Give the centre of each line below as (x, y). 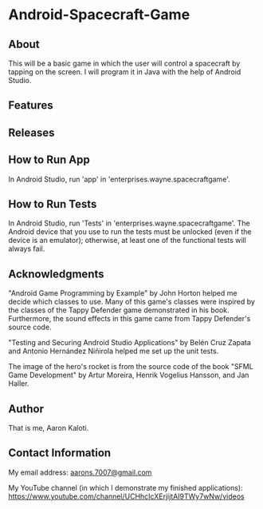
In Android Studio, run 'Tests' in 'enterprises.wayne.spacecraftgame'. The (129, 223)
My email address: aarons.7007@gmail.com (80, 472)
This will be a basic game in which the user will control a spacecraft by (124, 63)
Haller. (19, 384)
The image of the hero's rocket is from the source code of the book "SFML (131, 367)
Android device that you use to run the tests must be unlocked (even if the (130, 232)
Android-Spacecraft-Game (99, 15)
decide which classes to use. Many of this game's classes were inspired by (131, 302)
